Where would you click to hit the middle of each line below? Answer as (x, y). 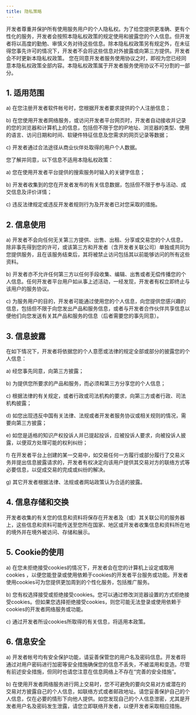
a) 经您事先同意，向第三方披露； (45, 371)
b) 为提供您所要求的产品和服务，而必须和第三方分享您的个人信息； (86, 384)
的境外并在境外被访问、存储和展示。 (50, 532)
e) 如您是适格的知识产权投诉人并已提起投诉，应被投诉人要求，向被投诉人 (94, 436)
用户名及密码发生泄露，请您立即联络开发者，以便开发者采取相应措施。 (100, 706)
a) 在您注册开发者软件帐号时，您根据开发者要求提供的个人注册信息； (88, 108)
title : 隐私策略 (24, 11)
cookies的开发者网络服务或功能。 (46, 609)
